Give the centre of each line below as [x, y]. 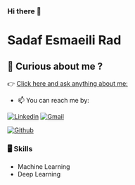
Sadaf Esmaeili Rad [64, 40]
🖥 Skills [20, 148]
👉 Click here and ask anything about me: [67, 83]
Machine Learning [44, 167]
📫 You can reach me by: [53, 100]
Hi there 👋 [25, 11]
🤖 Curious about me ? [55, 66]
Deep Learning [39, 174]
